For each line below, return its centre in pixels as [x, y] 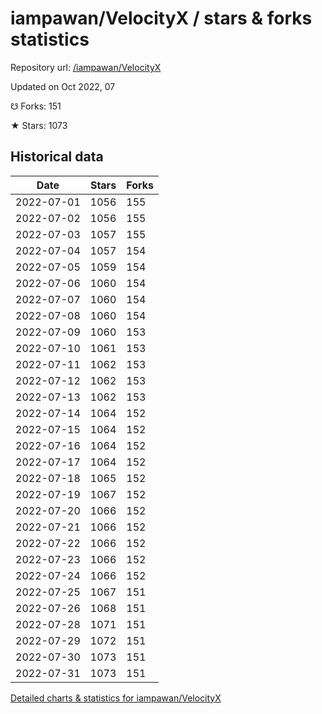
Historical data [57, 157]
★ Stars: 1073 [39, 125]
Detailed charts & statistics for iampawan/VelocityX [116, 698]
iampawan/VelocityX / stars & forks [161, 18]
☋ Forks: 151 [36, 106]
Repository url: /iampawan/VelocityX [86, 67]
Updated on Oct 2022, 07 [63, 86]
